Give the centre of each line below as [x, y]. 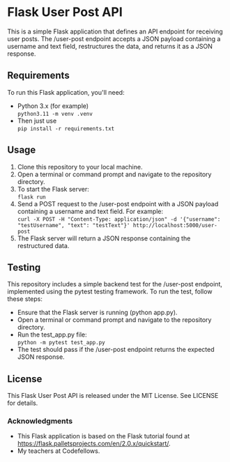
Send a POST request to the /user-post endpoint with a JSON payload [118, 203]
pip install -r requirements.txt [66, 129]
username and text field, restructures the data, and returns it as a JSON [110, 46]
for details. [23, 403]
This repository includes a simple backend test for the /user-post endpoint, [115, 284]
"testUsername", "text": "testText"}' [74, 225]
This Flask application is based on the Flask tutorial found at [103, 436]
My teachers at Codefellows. [59, 451]
